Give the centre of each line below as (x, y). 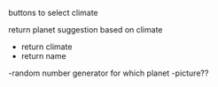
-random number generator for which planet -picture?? (109, 73)
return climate (47, 47)
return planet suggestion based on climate (86, 29)
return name (44, 56)
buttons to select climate (53, 13)
